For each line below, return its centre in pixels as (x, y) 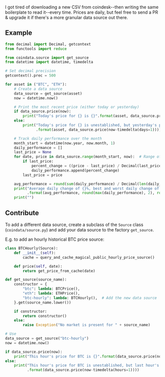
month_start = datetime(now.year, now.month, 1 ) (65, 143)
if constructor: (31, 311)
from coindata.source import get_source (47, 58)
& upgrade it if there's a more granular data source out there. (67, 17)
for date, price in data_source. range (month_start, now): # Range (84, 157)
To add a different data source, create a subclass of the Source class (74, 225)
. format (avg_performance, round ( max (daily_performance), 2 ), (91, 193)
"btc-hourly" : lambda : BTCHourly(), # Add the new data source (90, 298)
